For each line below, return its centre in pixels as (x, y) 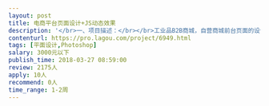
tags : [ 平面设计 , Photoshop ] (53, 45)
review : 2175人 (33, 68)
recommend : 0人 (33, 82)
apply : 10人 (28, 75)
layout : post (30, 16)
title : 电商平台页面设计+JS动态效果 (62, 23)
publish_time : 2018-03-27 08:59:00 (68, 61)
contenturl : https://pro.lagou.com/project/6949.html (100, 38)
